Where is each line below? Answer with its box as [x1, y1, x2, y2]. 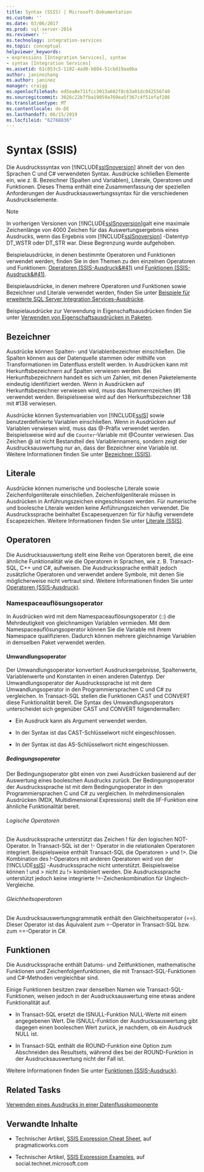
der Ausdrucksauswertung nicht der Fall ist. [15, 1055, 125, 1063]
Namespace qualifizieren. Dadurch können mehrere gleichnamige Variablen [6, 632, 196, 639]
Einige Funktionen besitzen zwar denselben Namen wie [6, 986, 146, 993]
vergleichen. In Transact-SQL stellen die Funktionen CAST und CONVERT [6, 692, 191, 700]
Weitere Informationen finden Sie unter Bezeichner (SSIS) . [6, 451, 152, 458]
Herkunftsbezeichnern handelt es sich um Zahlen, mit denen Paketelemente [6, 374, 197, 381]
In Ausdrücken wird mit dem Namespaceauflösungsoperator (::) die [6, 612, 175, 620]
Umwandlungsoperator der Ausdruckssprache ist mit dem [6, 680, 152, 687]
